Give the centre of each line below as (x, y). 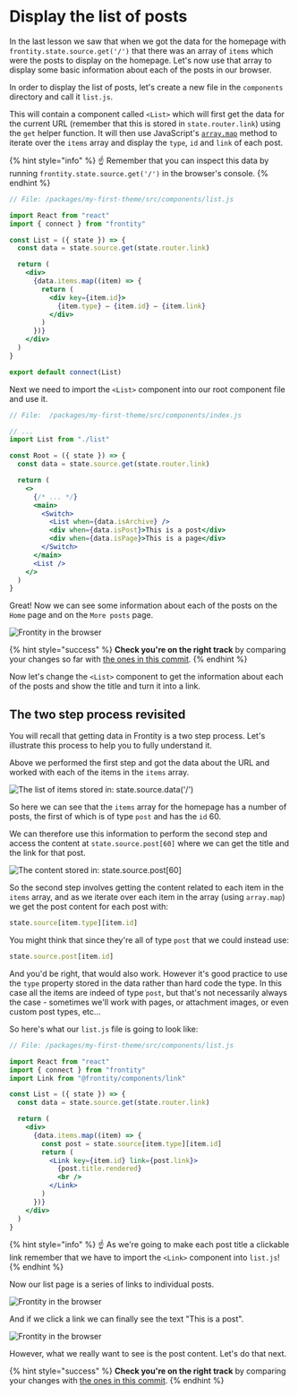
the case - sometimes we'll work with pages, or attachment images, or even (149, 1002)
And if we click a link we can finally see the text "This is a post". (127, 1319)
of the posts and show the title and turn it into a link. (105, 686)
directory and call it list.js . (61, 97)
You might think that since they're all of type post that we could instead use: (149, 940)
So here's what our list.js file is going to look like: (104, 1029)
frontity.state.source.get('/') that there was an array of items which (141, 50)
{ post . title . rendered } (99, 1169)
